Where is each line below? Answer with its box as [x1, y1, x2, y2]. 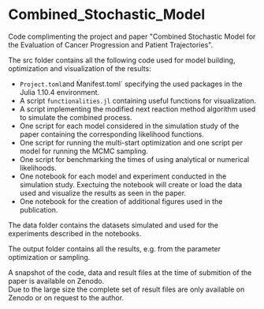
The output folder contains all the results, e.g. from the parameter [8, 243, 221, 254]
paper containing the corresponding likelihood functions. [19, 129, 205, 139]
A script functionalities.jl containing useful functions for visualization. [19, 96, 257, 105]
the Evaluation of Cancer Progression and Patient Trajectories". [8, 40, 214, 49]
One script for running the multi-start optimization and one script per [19, 138, 243, 147]
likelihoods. [19, 163, 57, 172]
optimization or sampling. [8, 252, 91, 262]
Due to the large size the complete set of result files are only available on [8, 285, 245, 294]
